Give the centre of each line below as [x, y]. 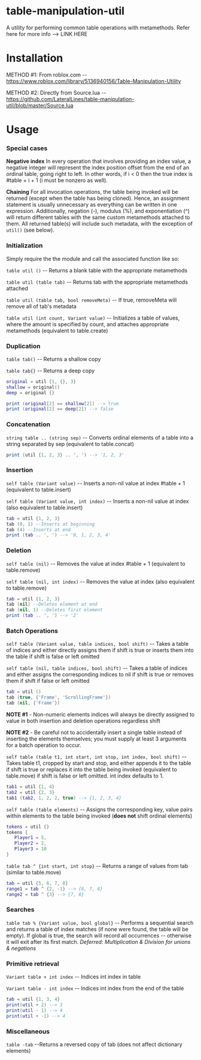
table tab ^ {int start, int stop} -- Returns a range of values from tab [97, 865]
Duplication [23, 346]
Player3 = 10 [30, 849]
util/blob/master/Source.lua [40, 105]
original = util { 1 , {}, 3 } [41, 381]
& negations [21, 948]
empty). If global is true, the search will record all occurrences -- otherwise [99, 936]
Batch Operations [32, 631]
